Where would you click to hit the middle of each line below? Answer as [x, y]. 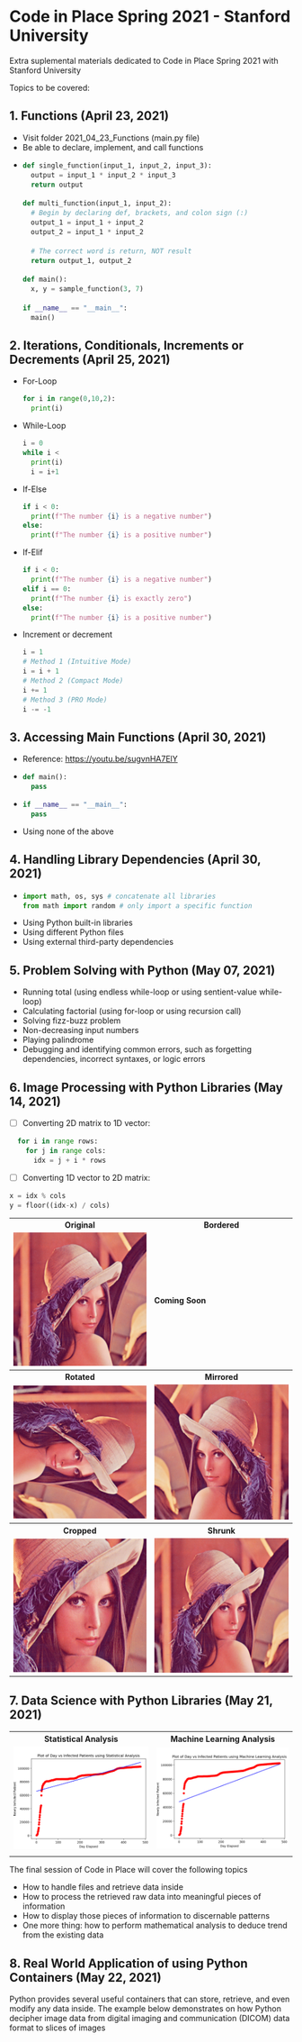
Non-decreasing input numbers [80, 1030]
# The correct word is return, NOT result [111, 251]
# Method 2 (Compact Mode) [73, 681]
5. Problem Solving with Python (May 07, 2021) [142, 970]
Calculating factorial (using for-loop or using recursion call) [132, 1012]
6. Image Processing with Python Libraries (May [146, 1087]
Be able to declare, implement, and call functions [113, 147]
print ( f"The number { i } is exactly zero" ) [111, 598]
